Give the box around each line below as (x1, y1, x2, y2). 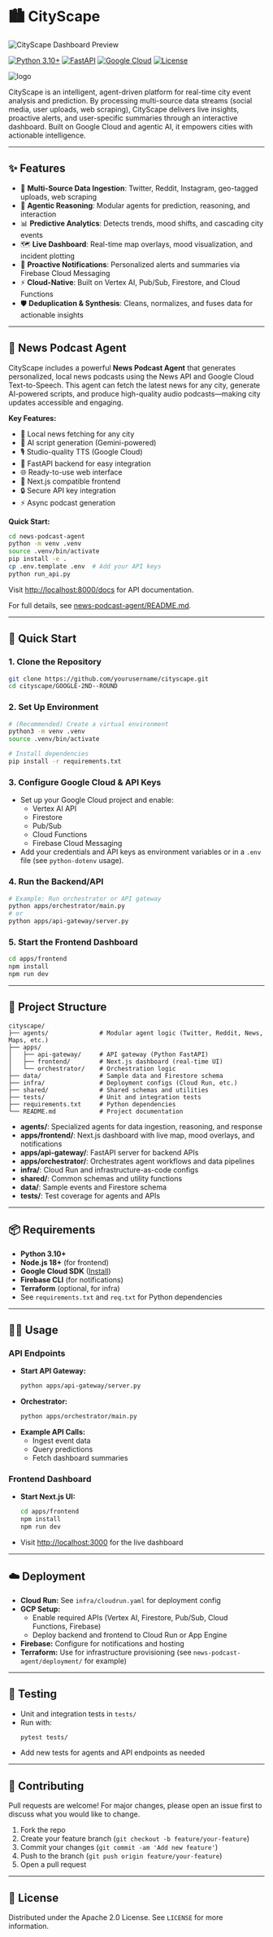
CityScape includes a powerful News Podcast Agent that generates (8, 362, 236, 372)
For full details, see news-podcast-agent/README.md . (8, 600, 192, 610)
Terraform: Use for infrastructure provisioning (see (19, 1647, 193, 1657)
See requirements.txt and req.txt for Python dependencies (19, 1292, 223, 1302)
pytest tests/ (19, 1733, 68, 1742)
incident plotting (19, 251, 76, 261)
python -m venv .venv (8, 540, 82, 548)
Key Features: (8, 413, 57, 423)
